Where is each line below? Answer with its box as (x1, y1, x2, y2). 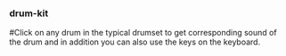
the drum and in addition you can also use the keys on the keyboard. (9, 36, 261, 47)
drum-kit (9, 7, 49, 20)
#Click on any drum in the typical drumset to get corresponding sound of (9, 28, 278, 38)
